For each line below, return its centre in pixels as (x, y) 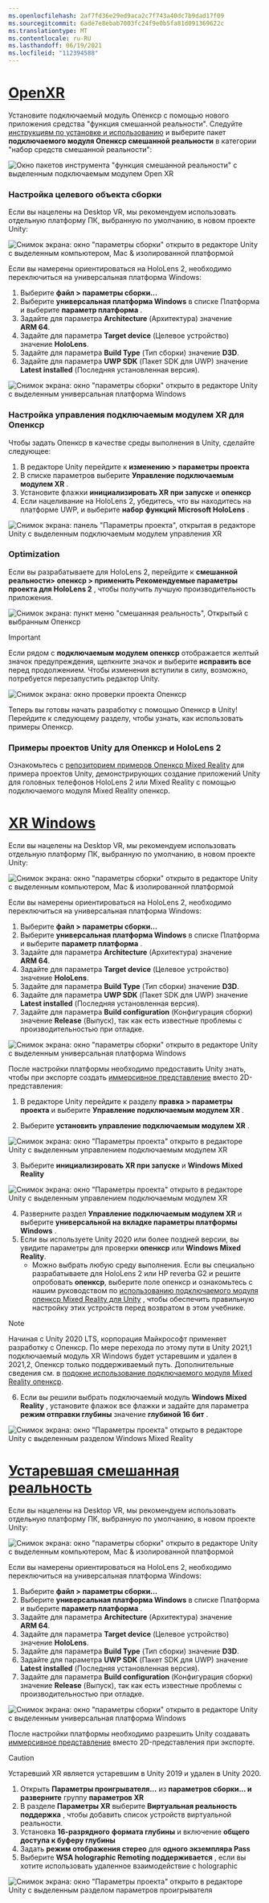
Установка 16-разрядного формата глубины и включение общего (135, 1832)
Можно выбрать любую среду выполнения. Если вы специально (143, 1265)
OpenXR (37, 93)
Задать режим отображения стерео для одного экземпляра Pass (135, 1849)
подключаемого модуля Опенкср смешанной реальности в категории (132, 141)
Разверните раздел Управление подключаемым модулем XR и (131, 1214)
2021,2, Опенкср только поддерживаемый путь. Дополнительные (121, 1365)
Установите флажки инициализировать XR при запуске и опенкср (135, 492)
